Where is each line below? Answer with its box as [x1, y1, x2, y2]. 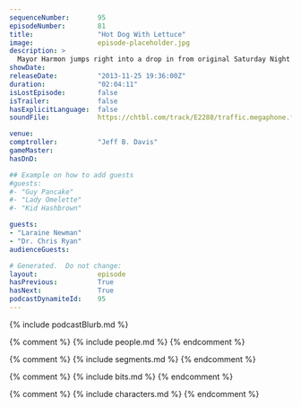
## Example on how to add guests [9, 170, 134, 179]
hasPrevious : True [9, 278, 115, 287]
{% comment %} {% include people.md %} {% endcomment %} [9, 336, 245, 347]
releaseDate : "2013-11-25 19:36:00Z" [9, 72, 186, 81]
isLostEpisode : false [9, 88, 118, 97]
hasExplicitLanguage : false [9, 105, 118, 114]
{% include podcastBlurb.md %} [9, 319, 129, 330]
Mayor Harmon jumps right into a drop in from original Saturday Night [17, 55, 291, 64]
